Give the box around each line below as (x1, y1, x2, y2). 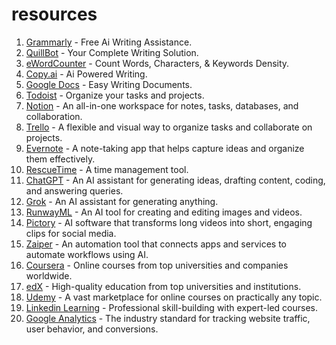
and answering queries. (25, 184, 124, 197)
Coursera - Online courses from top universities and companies (25, 259, 289, 271)
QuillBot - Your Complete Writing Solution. (25, 46, 199, 58)
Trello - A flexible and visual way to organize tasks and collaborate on (25, 121, 313, 133)
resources (11, 3, 98, 26)
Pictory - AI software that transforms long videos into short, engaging (25, 216, 313, 228)
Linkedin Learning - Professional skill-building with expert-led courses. (25, 301, 318, 313)
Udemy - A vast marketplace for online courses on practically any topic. (25, 291, 323, 303)
